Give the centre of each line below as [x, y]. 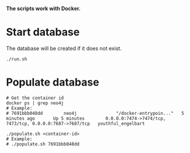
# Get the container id [35, 98]
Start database [43, 32]
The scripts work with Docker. [43, 8]
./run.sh [17, 59]
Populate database [53, 82]
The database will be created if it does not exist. [64, 48]
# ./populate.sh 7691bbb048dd [43, 144]
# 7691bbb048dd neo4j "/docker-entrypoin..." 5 [95, 113]
